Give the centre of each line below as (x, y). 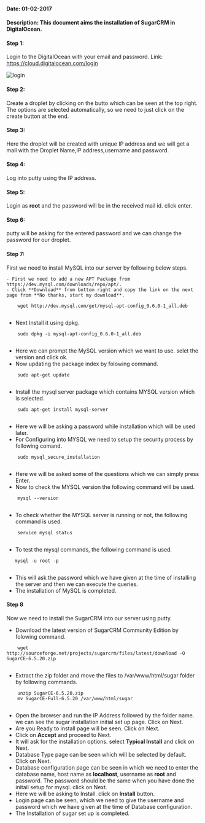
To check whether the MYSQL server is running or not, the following (101, 515)
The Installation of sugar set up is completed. (72, 813)
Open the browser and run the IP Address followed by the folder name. (105, 715)
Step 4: (16, 164)
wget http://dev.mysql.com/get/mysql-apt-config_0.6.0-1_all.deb (103, 306)
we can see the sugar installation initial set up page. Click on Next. (99, 722)
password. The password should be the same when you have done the (105, 781)
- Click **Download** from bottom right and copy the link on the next (100, 290)
